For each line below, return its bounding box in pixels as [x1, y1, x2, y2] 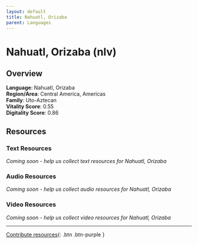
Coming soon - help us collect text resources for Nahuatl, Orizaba [6, 158, 167, 165]
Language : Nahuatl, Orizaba [6, 84, 75, 92]
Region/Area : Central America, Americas [6, 90, 106, 97]
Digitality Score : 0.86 [6, 109, 59, 116]
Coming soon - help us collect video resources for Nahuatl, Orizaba [6, 214, 171, 221]
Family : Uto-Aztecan [6, 97, 57, 104]
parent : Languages [6, 19, 51, 25]
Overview [6, 69, 43, 79]
